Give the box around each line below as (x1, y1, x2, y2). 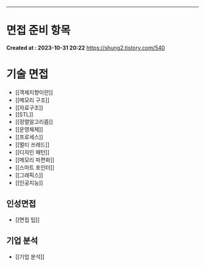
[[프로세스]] (15, 133, 43, 140)
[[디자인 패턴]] (15, 148, 50, 156)
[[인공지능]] (15, 179, 43, 186)
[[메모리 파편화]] (15, 156, 55, 164)
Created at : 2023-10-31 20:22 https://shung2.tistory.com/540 (6, 44, 165, 51)
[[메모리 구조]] (15, 96, 50, 104)
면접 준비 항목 (6, 24, 71, 37)
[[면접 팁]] (15, 216, 40, 223)
